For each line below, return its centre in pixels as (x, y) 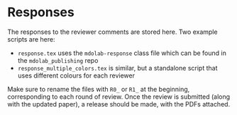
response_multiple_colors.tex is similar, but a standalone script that (117, 68)
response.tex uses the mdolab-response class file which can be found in (122, 53)
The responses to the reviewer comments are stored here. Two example (112, 32)
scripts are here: (31, 39)
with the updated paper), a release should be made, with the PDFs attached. (119, 104)
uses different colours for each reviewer (76, 75)
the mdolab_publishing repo (58, 60)
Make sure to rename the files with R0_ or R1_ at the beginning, (99, 89)
